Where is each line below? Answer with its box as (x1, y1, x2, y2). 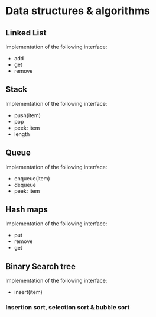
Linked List (5, 28, 47, 38)
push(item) (14, 111, 41, 119)
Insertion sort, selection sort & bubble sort (5, 303, 130, 312)
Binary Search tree (5, 261, 76, 271)
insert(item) (14, 289, 43, 296)
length (14, 130, 30, 137)
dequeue (14, 181, 36, 188)
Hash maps (5, 205, 48, 215)
